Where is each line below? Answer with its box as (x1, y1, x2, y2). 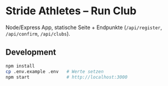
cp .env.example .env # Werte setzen (5, 68, 104, 75)
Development (5, 47, 57, 58)
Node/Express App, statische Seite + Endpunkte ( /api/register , (5, 24, 162, 31)
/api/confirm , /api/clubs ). (5, 30, 70, 37)
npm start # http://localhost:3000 (5, 74, 128, 80)
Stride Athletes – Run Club (5, 4, 137, 18)
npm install (5, 63, 35, 69)
